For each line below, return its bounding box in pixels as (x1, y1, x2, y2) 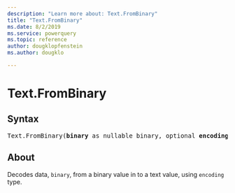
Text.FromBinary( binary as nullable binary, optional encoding (7, 131, 229, 140)
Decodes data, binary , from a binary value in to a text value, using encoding (7, 170, 225, 178)
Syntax (7, 113, 39, 125)
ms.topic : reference (7, 36, 68, 43)
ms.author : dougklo (7, 50, 64, 57)
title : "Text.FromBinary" (7, 17, 83, 24)
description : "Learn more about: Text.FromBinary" (7, 10, 158, 17)
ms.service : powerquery (7, 29, 77, 37)
